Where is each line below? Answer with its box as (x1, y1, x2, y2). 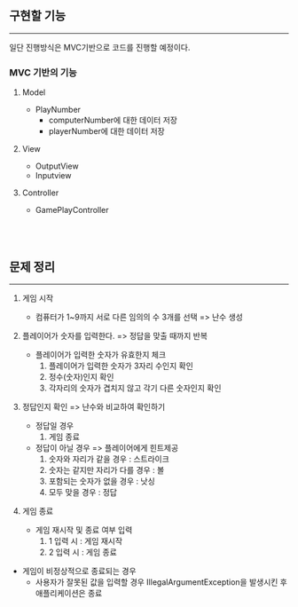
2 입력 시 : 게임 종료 (48, 547, 117, 557)
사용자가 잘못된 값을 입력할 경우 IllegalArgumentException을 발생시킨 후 (35, 576, 288, 587)
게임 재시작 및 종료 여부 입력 (35, 524, 133, 535)
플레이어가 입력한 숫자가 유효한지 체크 (35, 349, 167, 359)
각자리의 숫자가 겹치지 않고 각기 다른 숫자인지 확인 (48, 382, 222, 393)
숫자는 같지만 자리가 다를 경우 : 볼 (48, 464, 165, 475)
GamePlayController (35, 205, 109, 216)
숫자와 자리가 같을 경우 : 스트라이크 (48, 453, 170, 464)
